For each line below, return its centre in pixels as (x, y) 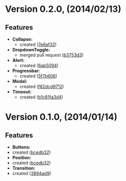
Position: (21, 158)
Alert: (18, 60)
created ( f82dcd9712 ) (42, 87)
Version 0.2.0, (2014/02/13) (63, 9)
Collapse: (22, 39)
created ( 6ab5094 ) (39, 66)
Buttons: (21, 147)
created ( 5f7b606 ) (39, 76)
